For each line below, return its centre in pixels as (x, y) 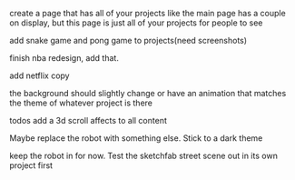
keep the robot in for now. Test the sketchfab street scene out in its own (144, 155)
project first (31, 165)
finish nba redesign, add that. (64, 58)
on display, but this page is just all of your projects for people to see (136, 23)
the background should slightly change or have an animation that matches (148, 93)
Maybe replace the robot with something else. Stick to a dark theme (136, 138)
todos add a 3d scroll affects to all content (88, 120)
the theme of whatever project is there (81, 103)
